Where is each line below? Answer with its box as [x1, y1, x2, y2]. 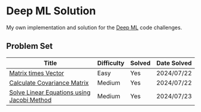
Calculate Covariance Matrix [9, 79, 89, 87]
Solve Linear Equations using [9, 88, 91, 97]
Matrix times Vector [9, 69, 65, 77]
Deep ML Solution [6, 4, 96, 18]
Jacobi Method [9, 95, 52, 104]
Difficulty [97, 58, 124, 67]
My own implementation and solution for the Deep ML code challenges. [6, 24, 182, 31]
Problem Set [6, 41, 53, 51]
